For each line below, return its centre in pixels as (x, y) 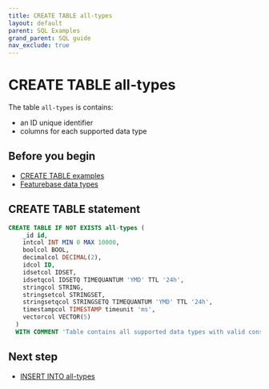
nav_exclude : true (39, 46)
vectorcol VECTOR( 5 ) (57, 317)
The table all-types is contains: (61, 107)
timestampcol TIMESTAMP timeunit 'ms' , (89, 310)
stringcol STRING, (53, 287)
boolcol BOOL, (46, 250)
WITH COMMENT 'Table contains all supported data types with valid (130, 332)
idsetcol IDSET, (50, 272)
